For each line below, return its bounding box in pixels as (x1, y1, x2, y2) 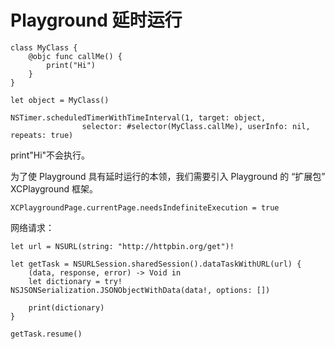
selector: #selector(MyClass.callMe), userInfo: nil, (81, 121, 311, 131)
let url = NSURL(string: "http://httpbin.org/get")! (10, 241, 235, 251)
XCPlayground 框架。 (10, 182, 98, 195)
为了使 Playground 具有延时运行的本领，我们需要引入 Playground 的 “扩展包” (10, 170, 326, 182)
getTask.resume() (10, 329, 83, 339)
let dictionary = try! (28, 276, 123, 286)
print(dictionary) (28, 302, 105, 313)
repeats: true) (10, 130, 74, 140)
